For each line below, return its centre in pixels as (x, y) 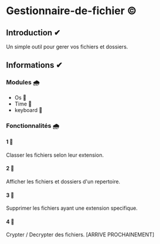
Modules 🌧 (23, 83)
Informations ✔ (34, 65)
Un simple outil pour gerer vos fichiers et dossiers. (67, 47)
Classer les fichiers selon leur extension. (55, 155)
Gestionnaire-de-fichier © (71, 11)
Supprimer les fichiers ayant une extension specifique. (72, 208)
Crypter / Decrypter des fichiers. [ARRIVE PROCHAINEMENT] (80, 235)
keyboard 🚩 (28, 110)
